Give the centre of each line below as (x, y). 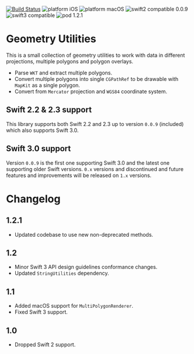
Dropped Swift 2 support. (45, 345)
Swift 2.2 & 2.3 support (49, 110)
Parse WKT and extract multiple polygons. (63, 73)
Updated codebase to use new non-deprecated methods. (84, 234)
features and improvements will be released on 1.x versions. (79, 175)
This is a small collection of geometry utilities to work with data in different (96, 55)
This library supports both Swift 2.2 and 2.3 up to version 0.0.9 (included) (95, 124)
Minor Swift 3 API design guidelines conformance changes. (86, 267)
